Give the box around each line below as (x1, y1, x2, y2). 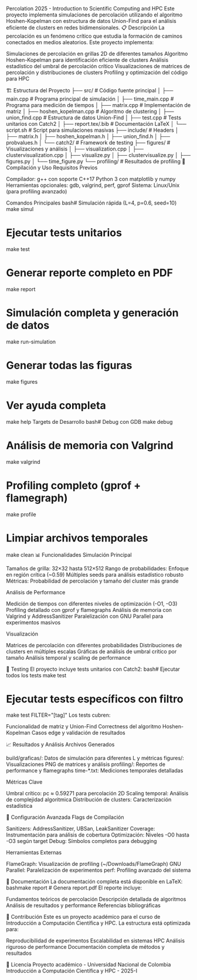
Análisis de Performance (6, 588, 66, 596)
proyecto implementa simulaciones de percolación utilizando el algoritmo (6, 11, 183, 18)
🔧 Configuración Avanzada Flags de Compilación (6, 814, 124, 821)
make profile (6, 511, 36, 518)
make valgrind (6, 458, 40, 465)
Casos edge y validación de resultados (31, 729, 126, 737)
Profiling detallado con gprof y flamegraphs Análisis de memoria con (6, 606, 172, 613)
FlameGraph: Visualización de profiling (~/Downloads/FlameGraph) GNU (6, 861, 182, 868)
